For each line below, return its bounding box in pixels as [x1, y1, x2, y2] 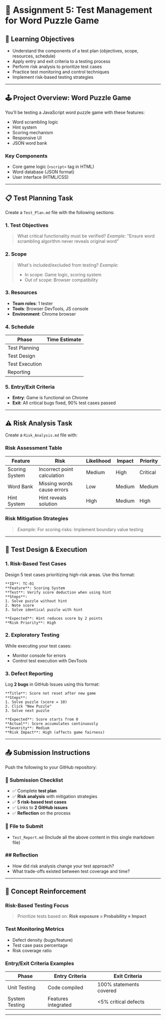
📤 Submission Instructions [5, 749, 90, 757]
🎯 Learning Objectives [5, 35, 75, 43]
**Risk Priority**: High [5, 620, 56, 625]
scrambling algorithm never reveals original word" [17, 238, 119, 244]
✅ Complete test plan [12, 788, 57, 794]
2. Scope [5, 251, 27, 258]
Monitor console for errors [12, 652, 66, 658]
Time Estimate [46, 336, 82, 343]
